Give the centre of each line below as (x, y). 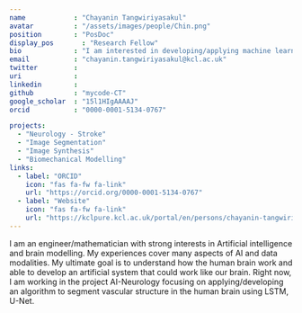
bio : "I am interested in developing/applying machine (140, 51)
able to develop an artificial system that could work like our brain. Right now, (151, 272)
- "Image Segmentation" (62, 143)
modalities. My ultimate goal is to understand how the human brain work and (151, 263)
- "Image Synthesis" (56, 151)
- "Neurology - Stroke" (62, 134)
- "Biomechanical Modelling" (72, 159)
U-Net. (22, 300)
